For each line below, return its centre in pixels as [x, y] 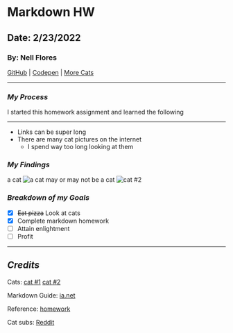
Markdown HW [51, 12]
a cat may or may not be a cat [61, 180]
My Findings [28, 165]
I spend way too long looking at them [80, 147]
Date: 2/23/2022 [44, 38]
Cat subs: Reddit [31, 322]
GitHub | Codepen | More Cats [51, 72]
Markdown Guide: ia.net [41, 295]
